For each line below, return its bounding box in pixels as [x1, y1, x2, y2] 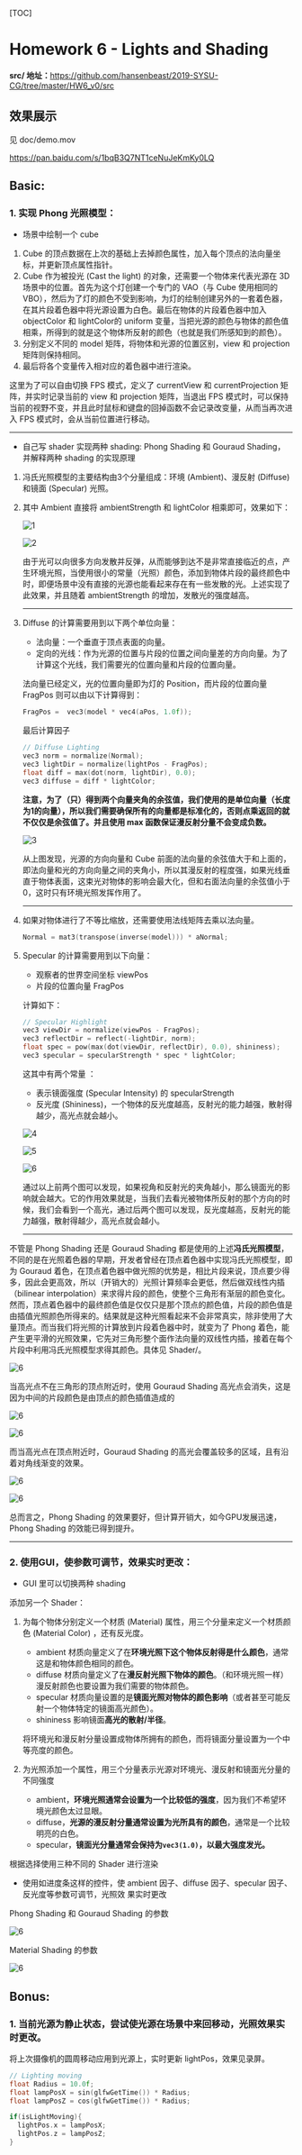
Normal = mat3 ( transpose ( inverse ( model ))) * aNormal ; [22, 932, 229, 941]
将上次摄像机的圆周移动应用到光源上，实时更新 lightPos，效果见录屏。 [9, 2053, 270, 2064]
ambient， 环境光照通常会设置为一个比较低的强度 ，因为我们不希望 [35, 1795, 279, 1805]
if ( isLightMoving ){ [9, 2113, 83, 2122]
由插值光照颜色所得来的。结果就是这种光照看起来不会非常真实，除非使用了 [9, 1310, 285, 1321]
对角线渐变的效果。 [16, 1457, 88, 1468]
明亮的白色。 [35, 1828, 84, 1839]
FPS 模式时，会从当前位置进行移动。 [19, 414, 155, 424]
